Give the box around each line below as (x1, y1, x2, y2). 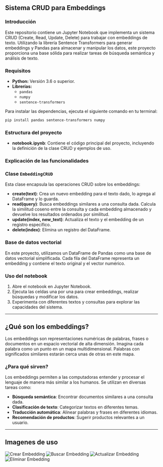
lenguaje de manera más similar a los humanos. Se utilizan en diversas (5, 379, 147, 385)
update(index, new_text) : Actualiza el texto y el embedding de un (12, 217, 144, 223)
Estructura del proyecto (5, 129, 62, 136)
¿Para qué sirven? (5, 363, 49, 370)
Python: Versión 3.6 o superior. (12, 78, 75, 84)
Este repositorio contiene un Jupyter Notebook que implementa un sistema (5, 29, 155, 35)
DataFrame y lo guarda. (12, 196, 59, 202)
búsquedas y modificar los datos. (12, 293, 79, 300)
